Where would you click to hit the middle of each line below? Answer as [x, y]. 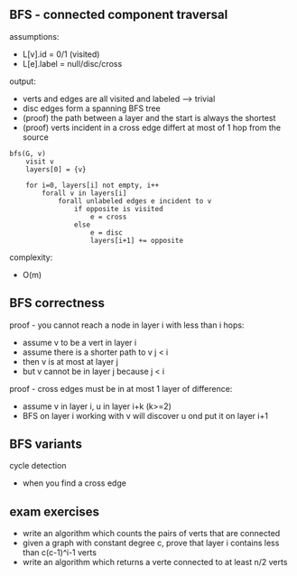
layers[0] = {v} [56, 169]
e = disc [107, 232]
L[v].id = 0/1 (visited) [61, 54]
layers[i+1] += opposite [136, 240]
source [36, 137]
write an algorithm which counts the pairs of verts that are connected [151, 534]
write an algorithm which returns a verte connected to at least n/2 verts [155, 562]
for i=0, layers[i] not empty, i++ [93, 185]
